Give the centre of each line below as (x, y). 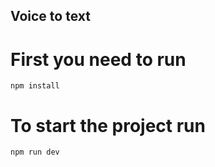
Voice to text (50, 16)
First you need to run (98, 59)
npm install (35, 86)
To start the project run (108, 125)
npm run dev (35, 152)
